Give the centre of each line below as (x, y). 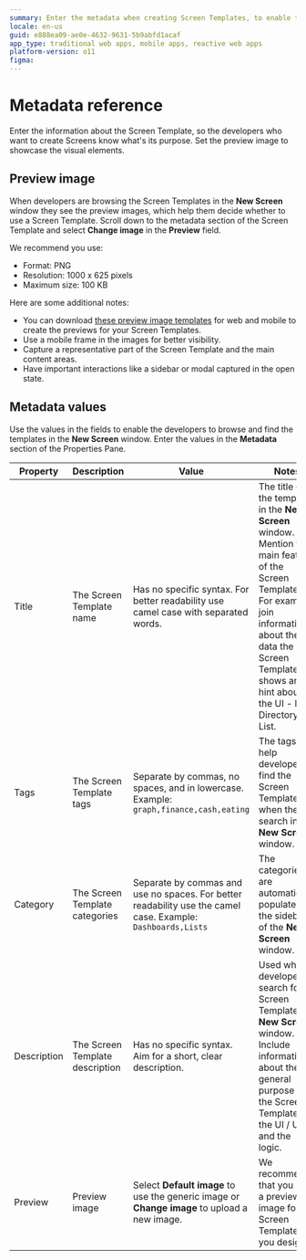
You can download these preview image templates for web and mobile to (159, 320)
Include (274, 1045)
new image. (158, 1219)
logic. (270, 1147)
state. (33, 378)
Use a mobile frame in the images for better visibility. (122, 340)
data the (276, 646)
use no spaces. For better (188, 894)
